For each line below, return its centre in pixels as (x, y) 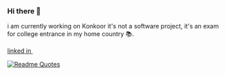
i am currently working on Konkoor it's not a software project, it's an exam (113, 26)
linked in (19, 51)
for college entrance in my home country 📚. (71, 34)
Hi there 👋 (24, 11)
